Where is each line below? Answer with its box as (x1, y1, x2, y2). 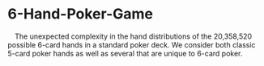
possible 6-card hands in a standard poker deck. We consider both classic (7, 39, 256, 49)
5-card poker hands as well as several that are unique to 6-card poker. (7, 48, 243, 58)
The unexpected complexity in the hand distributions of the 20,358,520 (15, 31, 253, 41)
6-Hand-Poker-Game (7, 5, 153, 23)
